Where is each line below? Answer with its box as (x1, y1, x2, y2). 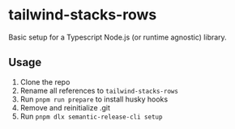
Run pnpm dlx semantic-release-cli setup (19, 111, 163, 121)
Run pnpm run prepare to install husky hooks (19, 94, 169, 104)
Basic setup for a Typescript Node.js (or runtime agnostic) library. (8, 32, 227, 42)
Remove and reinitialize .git (19, 102, 111, 112)
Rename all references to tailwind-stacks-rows (19, 85, 178, 95)
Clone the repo (19, 77, 70, 86)
